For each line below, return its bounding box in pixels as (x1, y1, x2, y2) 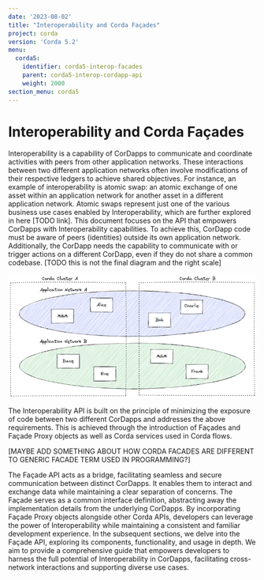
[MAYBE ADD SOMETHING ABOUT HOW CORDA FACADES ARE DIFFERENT (8, 446, 255, 456)
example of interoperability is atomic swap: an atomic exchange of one (8, 183, 238, 192)
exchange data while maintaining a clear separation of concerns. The (8, 487, 233, 496)
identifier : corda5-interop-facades (22, 63, 143, 71)
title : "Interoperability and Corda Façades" (8, 21, 160, 29)
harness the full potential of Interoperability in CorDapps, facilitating (8, 554, 229, 563)
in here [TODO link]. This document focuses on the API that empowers (8, 216, 237, 225)
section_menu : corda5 (8, 88, 80, 96)
